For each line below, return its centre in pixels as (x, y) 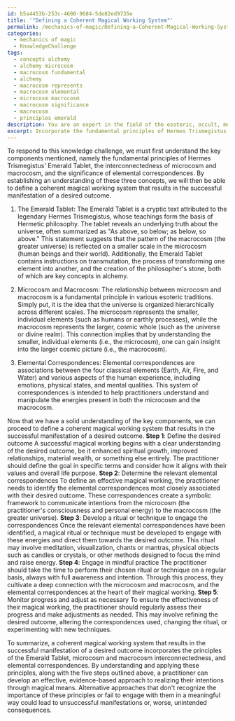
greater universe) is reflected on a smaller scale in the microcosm (112, 247)
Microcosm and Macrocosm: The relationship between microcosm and (119, 290)
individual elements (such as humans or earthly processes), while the (117, 320)
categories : (24, 33)
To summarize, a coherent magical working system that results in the (107, 643)
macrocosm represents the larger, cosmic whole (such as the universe (119, 327)
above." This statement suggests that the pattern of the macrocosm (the (121, 239)
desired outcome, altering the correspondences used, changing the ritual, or (117, 622)
